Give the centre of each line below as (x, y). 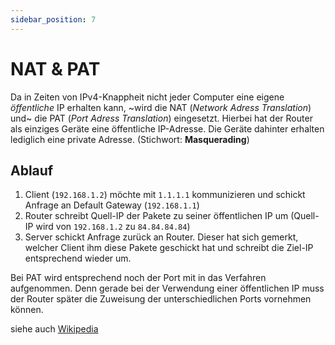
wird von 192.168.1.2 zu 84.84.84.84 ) (113, 227)
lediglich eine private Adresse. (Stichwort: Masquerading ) (130, 139)
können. (27, 310)
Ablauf (32, 170)
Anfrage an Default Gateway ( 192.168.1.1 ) (112, 205)
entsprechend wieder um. (78, 258)
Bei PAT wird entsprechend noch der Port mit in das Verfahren (138, 278)
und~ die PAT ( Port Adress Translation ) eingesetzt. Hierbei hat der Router (161, 118)
